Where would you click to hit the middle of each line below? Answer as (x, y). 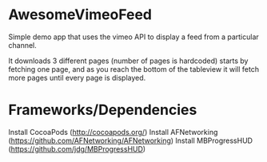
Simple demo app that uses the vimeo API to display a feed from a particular (134, 37)
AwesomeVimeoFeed (80, 15)
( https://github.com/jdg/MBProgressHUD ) (77, 148)
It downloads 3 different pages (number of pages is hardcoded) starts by (128, 61)
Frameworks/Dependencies (103, 110)
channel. (23, 45)
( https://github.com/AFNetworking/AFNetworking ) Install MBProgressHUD (131, 140)
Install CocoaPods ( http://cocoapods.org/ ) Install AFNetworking (113, 132)
